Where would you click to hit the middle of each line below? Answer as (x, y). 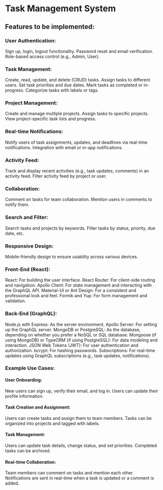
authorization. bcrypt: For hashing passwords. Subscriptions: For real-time (80, 350)
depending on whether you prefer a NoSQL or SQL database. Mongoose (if (81, 335)
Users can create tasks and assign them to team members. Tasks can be (78, 418)
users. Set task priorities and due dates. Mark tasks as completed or (74, 85)
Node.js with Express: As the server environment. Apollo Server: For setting (81, 324)
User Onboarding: (24, 380)
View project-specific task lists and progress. (51, 119)
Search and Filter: (27, 217)
